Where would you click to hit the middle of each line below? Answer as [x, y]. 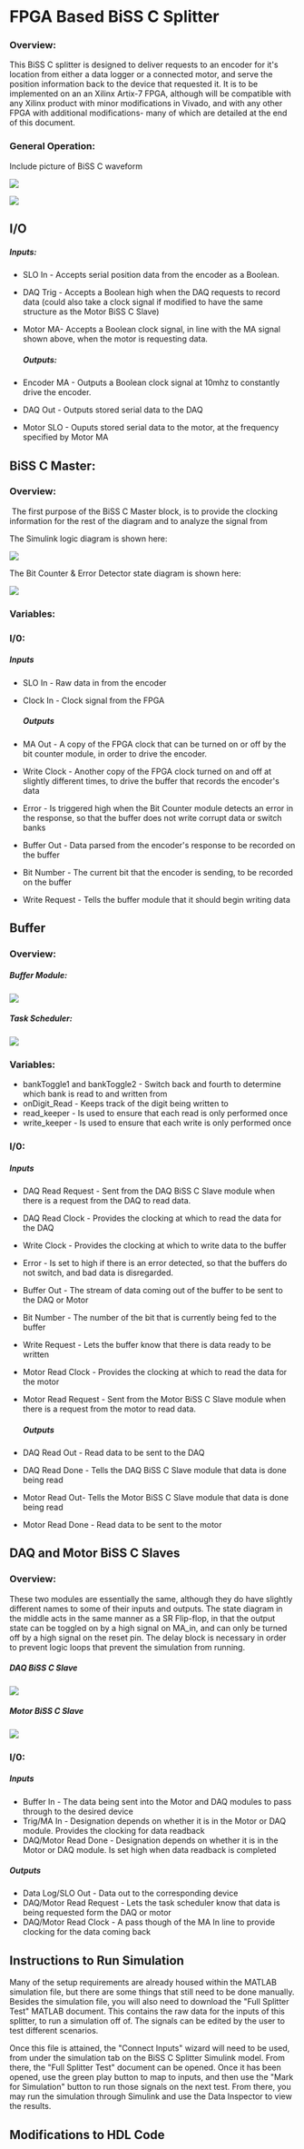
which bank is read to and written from [95, 1094]
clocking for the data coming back [87, 1932]
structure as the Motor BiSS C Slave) [91, 312]
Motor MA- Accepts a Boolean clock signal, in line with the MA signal [152, 330]
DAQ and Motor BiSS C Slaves [95, 1554]
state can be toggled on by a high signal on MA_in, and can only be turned [148, 1628]
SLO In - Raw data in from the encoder [94, 682]
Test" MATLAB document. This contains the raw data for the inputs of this [147, 2011]
